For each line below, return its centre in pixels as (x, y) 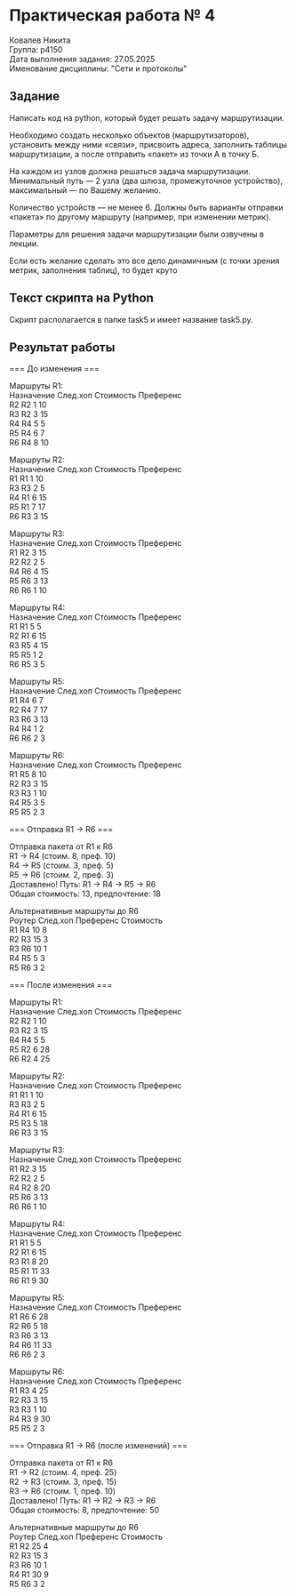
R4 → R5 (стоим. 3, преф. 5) (61, 866)
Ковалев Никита (40, 40)
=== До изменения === (55, 369)
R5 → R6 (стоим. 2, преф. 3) (61, 875)
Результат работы (62, 347)
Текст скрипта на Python (81, 298)
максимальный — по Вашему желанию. (85, 190)
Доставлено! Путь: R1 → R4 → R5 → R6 (83, 885)
